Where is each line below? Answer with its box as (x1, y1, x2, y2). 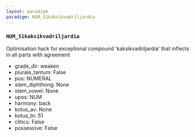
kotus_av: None (14, 106, 53, 113)
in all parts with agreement (6, 51, 70, 58)
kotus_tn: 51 (14, 112, 44, 119)
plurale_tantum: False (14, 68, 66, 76)
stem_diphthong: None (14, 81, 69, 88)
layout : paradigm (6, 8, 48, 15)
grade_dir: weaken (14, 62, 60, 69)
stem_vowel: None (14, 87, 59, 94)
